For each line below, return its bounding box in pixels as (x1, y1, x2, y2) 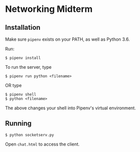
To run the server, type (5, 64, 52, 70)
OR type (5, 83, 22, 88)
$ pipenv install (5, 55, 41, 60)
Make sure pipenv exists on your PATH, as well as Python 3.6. (5, 36, 130, 42)
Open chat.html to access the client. (5, 141, 80, 147)
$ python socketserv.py (5, 132, 54, 137)
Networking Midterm (5, 3, 93, 15)
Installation (5, 23, 41, 32)
